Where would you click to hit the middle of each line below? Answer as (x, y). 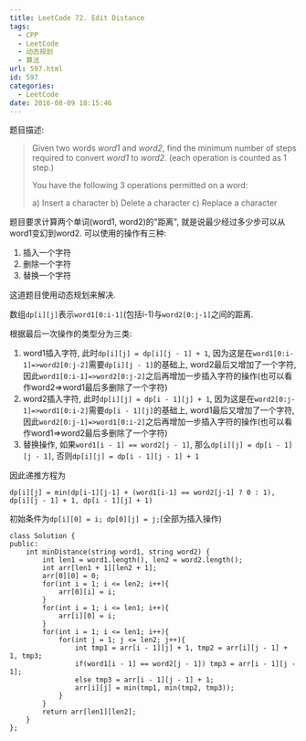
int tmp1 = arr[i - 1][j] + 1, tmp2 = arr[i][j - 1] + (181, 648)
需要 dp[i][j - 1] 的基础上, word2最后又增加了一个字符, (192, 365)
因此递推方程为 (37, 475)
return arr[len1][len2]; (90, 712)
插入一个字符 (47, 253)
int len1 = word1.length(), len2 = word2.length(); (143, 560)
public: (24, 545)
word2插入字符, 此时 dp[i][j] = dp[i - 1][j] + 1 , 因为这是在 (138, 399)
